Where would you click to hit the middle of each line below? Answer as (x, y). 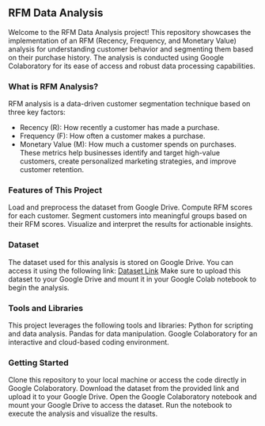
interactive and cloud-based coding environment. (89, 342)
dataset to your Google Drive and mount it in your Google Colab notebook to (132, 279)
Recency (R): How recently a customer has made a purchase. (119, 128)
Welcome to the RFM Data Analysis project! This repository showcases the (130, 32)
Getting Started (38, 363)
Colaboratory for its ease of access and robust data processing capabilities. (132, 66)
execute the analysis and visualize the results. (83, 414)
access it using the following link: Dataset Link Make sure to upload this (125, 271)
